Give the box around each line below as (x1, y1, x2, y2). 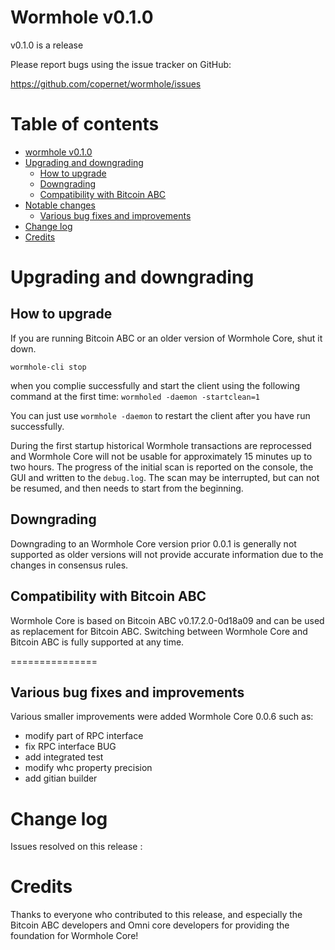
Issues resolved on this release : (10, 841, 143, 853)
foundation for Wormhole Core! (10, 930, 139, 942)
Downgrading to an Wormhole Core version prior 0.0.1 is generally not (10, 537, 297, 550)
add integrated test (24, 751, 104, 763)
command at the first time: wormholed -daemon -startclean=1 (10, 390, 260, 402)
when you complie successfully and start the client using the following (10, 379, 300, 391)
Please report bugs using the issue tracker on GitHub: (10, 58, 232, 70)
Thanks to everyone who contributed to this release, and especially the (10, 909, 303, 921)
